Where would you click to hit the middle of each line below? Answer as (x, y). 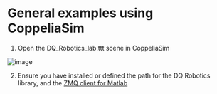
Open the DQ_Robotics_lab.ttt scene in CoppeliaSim (94, 48)
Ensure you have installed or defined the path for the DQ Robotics (114, 75)
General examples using (80, 13)
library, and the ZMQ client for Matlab (73, 83)
